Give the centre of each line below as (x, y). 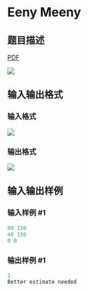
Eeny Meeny (44, 12)
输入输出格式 (35, 95)
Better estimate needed (42, 282)
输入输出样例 (35, 191)
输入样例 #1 (26, 213)
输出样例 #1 (26, 261)
